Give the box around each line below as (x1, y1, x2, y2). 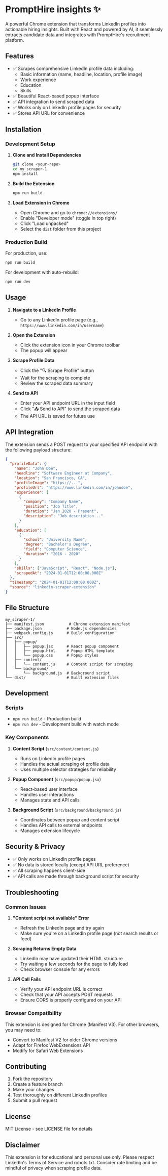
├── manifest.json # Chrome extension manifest (5, 621, 130, 627)
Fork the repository (12, 1075, 53, 1082)
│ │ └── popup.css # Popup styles (5, 653, 99, 658)
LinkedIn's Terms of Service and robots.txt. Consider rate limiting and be (5, 1160, 157, 1166)
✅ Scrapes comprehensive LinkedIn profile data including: (12, 65, 135, 71)
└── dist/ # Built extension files (5, 675, 119, 680)
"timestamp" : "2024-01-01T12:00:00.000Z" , (10, 580, 101, 585)
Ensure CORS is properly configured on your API (20, 997, 122, 1003)
